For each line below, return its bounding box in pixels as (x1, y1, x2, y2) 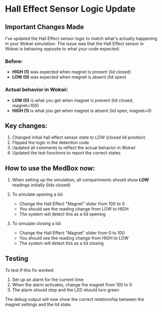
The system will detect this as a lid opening (19, 211, 106, 217)
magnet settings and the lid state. (5, 302, 72, 308)
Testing (5, 254, 29, 263)
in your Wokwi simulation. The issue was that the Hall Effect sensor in (5, 41, 144, 47)
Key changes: (5, 121, 48, 130)
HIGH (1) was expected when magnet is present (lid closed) (12, 69, 131, 75)
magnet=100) (12, 102, 39, 108)
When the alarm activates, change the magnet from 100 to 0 (12, 282, 132, 288)
